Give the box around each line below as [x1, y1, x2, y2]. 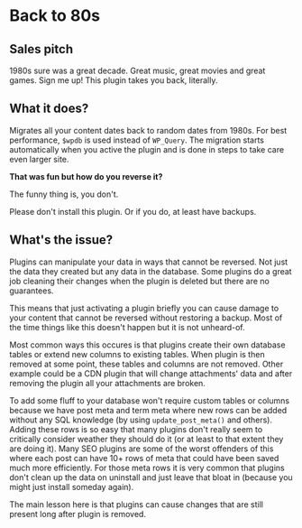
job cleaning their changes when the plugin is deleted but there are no [9, 275, 270, 286]
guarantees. [9, 285, 54, 296]
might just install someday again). [9, 481, 134, 492]
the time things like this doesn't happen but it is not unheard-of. [9, 321, 245, 332]
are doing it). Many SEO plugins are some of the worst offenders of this [9, 443, 274, 454]
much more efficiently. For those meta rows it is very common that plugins [9, 462, 286, 473]
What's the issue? [9, 232, 114, 248]
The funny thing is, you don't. [9, 189, 119, 199]
